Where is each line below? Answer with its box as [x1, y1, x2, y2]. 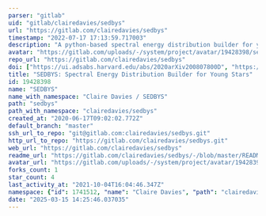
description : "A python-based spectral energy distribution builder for [8, 41, 253, 49]
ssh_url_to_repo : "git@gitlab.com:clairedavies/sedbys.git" [8, 129, 211, 137]
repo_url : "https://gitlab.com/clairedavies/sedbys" [8, 56, 186, 64]
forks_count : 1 [8, 166, 59, 174]
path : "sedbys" [8, 100, 59, 108]
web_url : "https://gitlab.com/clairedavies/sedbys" [8, 144, 182, 152]
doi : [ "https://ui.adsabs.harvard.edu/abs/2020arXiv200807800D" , [8, 63, 228, 71]
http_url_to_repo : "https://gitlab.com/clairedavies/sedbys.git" [8, 136, 228, 145]
